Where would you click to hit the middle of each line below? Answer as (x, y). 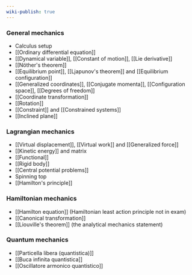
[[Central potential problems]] (52, 170)
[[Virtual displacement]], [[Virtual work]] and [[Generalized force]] (97, 145)
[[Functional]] (32, 157)
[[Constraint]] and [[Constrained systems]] (68, 109)
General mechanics (35, 32)
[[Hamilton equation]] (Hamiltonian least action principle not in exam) (101, 211)
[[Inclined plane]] (36, 116)
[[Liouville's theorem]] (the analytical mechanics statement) (89, 224)
